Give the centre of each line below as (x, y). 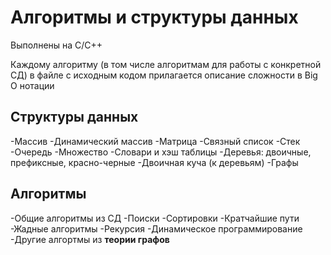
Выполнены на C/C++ (56, 45)
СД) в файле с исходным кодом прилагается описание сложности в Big (164, 75)
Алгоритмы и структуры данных (154, 17)
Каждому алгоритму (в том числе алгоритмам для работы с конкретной (166, 64)
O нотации (32, 85)
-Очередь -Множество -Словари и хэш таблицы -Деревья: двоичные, (161, 152)
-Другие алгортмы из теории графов (90, 239)
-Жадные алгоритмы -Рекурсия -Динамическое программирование (156, 228)
